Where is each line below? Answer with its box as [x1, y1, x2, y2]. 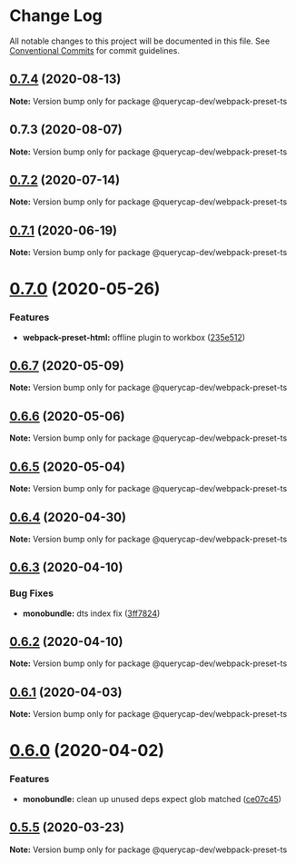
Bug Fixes [9, 587, 54, 600]
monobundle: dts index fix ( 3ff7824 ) [22, 608, 161, 619]
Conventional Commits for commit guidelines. [9, 45, 180, 55]
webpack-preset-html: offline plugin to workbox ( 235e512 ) [22, 332, 246, 343]
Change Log [9, 5, 103, 26]
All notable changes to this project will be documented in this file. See [9, 35, 271, 46]
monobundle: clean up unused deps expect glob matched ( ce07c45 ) [22, 793, 281, 804]
